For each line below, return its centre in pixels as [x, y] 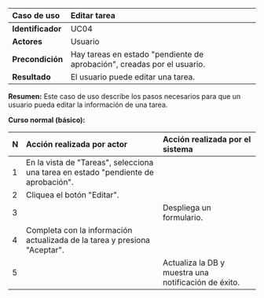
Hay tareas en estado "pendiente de [137, 54]
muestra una [186, 272]
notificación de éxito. [201, 282]
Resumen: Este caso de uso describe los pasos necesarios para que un [125, 96]
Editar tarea [93, 15]
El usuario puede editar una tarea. [132, 77]
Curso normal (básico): [47, 120]
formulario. [183, 217]
